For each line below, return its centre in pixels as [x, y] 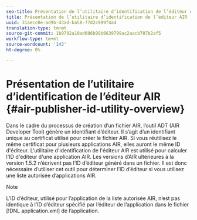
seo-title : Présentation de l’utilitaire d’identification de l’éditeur [97, 11]
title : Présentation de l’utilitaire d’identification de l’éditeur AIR [97, 17]
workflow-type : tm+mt [33, 39]
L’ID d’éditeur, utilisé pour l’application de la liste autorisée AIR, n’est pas [93, 198]
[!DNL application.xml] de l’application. [53, 211]
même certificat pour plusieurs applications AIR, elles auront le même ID [93, 144]
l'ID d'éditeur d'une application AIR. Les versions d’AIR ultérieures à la [90, 156]
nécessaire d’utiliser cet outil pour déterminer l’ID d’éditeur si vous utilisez [95, 169]
